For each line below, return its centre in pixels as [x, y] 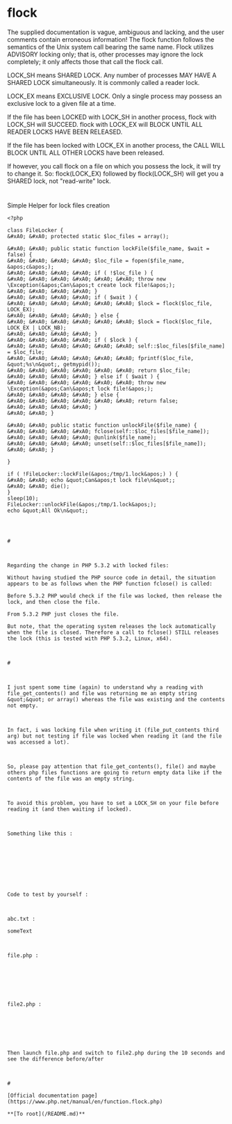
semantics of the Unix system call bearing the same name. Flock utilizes [110, 47]
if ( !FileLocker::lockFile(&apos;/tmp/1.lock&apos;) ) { [93, 474]
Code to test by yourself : [48, 895]
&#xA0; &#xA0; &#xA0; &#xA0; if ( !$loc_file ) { [81, 273]
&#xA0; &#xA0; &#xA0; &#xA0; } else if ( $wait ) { [83, 377]
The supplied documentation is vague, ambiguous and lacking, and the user [116, 32]
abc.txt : [22, 919]
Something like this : [40, 834]
